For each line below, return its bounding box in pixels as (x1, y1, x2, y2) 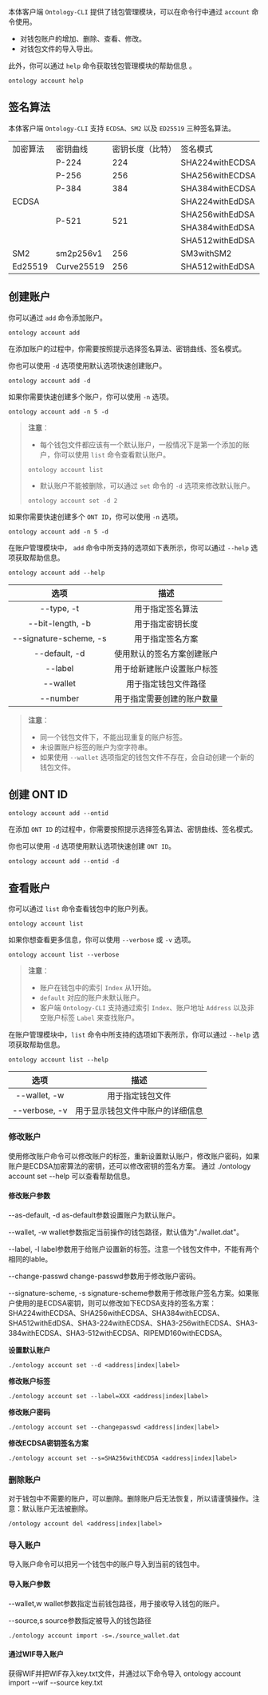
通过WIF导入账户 (8, 1649, 64, 1659)
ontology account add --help (8, 569, 105, 577)
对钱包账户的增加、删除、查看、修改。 (19, 34, 146, 43)
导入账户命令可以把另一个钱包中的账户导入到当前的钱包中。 (8, 1559, 204, 1569)
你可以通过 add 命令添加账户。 (8, 313, 108, 322)
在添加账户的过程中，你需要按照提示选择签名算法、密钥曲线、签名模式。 (8, 343, 246, 354)
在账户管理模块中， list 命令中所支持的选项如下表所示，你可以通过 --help (8, 1030, 251, 1040)
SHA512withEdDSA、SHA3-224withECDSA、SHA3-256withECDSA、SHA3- (8, 1318, 258, 1328)
